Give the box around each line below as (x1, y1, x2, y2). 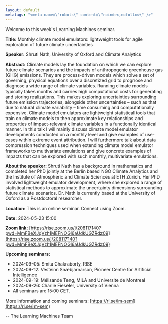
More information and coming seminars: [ (5, 298, 92, 304)
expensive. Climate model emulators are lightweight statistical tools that (5, 110, 156, 116)
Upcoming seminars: (5, 251, 51, 257)
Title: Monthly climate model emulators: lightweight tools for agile (5, 36, 143, 42)
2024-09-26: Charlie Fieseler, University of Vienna (12, 282, 119, 288)
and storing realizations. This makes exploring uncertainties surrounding (5, 94, 157, 100)
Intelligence (12, 272, 37, 278)
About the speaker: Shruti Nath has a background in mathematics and (5, 163, 153, 169)
